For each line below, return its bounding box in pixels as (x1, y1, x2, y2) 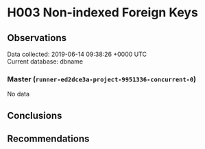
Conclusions (7, 109, 62, 121)
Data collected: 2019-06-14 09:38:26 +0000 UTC (7, 50, 147, 58)
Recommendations (7, 133, 90, 145)
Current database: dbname (7, 57, 84, 66)
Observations (7, 32, 67, 44)
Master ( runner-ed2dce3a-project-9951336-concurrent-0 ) (7, 74, 197, 83)
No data (7, 90, 29, 98)
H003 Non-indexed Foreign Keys (7, 5, 199, 21)
